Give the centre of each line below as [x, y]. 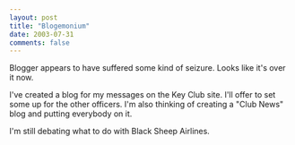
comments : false [39, 43]
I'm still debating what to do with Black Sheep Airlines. [110, 132]
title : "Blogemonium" [50, 26]
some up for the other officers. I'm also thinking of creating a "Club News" [147, 105]
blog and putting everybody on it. [71, 114]
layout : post [34, 17]
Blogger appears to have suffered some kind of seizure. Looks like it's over [147, 68]
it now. [22, 78]
